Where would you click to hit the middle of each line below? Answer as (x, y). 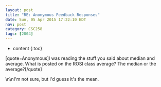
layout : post (19, 10)
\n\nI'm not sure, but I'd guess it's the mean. (52, 79)
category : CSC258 (24, 29)
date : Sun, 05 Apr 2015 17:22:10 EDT (46, 19)
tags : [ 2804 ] (19, 34)
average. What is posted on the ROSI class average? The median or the (81, 64)
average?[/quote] (24, 69)
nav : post (16, 24)
